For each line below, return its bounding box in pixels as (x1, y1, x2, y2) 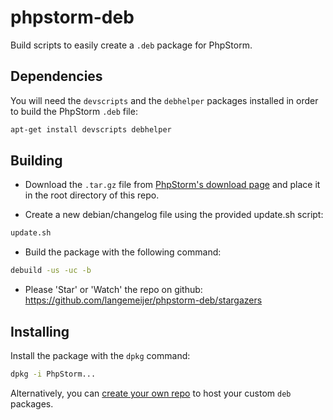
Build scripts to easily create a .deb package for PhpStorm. (10, 39, 253, 51)
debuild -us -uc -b (10, 266, 92, 276)
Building (10, 152, 63, 170)
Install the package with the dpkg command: (10, 350, 191, 361)
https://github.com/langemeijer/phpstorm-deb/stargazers (24, 294, 263, 306)
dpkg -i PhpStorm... (10, 369, 97, 379)
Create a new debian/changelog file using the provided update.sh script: (24, 209, 324, 221)
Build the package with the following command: (24, 246, 222, 258)
